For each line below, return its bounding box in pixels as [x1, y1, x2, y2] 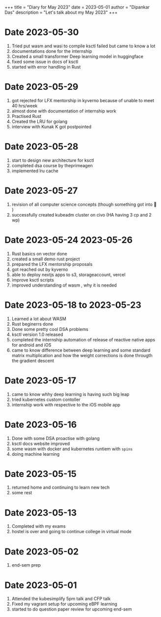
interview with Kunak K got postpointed [11, 123, 92, 130]
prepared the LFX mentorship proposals [11, 261, 93, 267]
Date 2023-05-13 [4, 507, 77, 518]
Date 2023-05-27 [4, 185, 78, 196]
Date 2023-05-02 [4, 546, 79, 557]
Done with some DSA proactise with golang [11, 435, 100, 441]
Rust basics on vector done [11, 251, 67, 256]
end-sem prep [11, 562, 41, 568]
